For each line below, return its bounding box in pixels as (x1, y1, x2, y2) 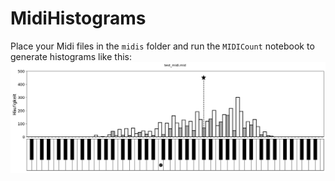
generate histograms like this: (10, 50, 132, 62)
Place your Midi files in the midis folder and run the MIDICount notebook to (10, 40, 315, 52)
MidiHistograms (10, 7, 147, 30)
